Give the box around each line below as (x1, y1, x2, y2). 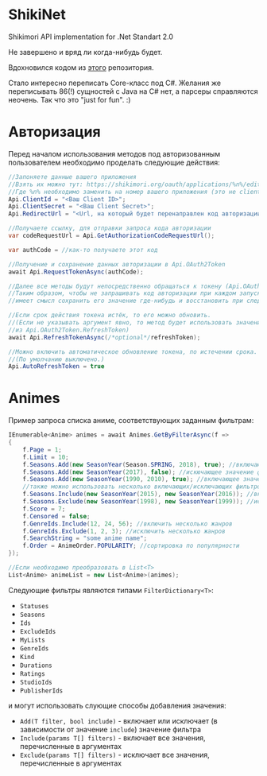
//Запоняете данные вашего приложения (8, 173, 137, 180)
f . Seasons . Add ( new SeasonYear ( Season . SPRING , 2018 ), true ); (22, 460, 226, 468)
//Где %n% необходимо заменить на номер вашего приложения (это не (8, 188, 237, 196)
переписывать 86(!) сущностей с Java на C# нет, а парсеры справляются (8, 86, 258, 96)
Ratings (19, 669, 45, 677)
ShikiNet (8, 6, 66, 24)
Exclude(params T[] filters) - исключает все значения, (19, 750, 211, 759)
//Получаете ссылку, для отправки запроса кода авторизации (8, 224, 212, 232)
